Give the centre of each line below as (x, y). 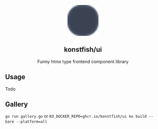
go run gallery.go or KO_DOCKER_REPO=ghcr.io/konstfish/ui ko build (76, 116)
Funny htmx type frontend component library (83, 62)
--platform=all (32, 122)
